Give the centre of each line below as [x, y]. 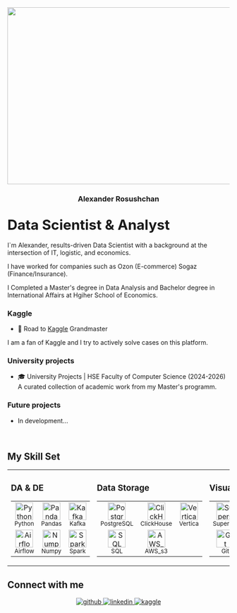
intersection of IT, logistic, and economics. [69, 252]
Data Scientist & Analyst [89, 225]
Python [24, 524]
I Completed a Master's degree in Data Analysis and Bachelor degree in [111, 287]
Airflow [24, 551]
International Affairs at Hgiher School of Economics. [83, 295]
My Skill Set [34, 457]
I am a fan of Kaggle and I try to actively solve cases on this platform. [108, 343]
